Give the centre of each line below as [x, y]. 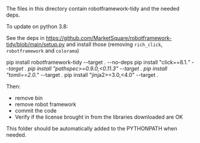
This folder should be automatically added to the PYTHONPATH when [92, 128]
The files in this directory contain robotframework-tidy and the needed [93, 9]
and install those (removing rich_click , [114, 44]
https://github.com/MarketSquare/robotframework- [109, 38]
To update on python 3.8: [37, 27]
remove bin [29, 98]
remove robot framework [45, 104]
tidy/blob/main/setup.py [36, 44]
